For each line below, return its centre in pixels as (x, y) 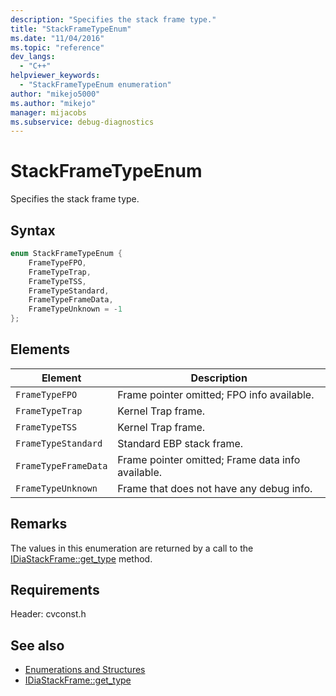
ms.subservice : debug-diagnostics (82, 122)
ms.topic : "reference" (57, 47)
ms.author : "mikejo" (53, 103)
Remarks (39, 524)
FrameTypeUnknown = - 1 (75, 309)
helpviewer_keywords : (55, 76)
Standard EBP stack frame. (180, 443)
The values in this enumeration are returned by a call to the (132, 548)
